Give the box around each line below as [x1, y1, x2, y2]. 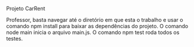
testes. [6, 35, 23, 42]
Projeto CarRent [6, 5, 46, 12]
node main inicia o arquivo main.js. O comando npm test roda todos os [6, 29, 180, 36]
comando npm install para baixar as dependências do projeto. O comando [6, 23, 189, 29]
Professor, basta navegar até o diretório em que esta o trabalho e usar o [6, 16, 183, 23]
